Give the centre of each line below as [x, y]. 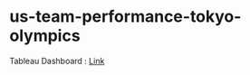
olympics [45, 36]
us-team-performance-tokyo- [125, 17]
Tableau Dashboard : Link [57, 61]
